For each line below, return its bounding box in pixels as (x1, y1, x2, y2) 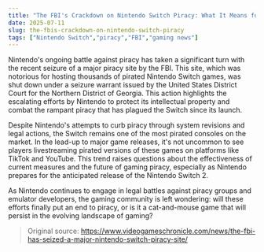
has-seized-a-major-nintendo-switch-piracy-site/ (27, 235, 189, 244)
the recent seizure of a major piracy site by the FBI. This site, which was (8, 64, 241, 73)
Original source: (27, 226, 80, 236)
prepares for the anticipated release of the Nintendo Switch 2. (8, 171, 209, 180)
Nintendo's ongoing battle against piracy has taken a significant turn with (8, 55, 245, 65)
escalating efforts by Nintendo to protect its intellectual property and (8, 97, 230, 106)
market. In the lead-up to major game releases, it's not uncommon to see (8, 137, 244, 146)
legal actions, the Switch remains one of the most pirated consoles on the (8, 129, 246, 139)
